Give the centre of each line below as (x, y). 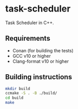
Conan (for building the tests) (43, 50)
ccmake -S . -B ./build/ (31, 93)
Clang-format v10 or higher (41, 61)
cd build (14, 98)
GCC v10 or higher (32, 56)
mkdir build (18, 88)
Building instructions (38, 77)
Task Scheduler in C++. (30, 23)
